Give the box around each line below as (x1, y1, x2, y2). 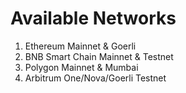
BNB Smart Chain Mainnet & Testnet (24, 50, 174, 62)
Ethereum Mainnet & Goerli (24, 40, 137, 52)
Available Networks (10, 7, 177, 30)
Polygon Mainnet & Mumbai (24, 61, 139, 73)
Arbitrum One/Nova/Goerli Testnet (24, 72, 167, 84)
